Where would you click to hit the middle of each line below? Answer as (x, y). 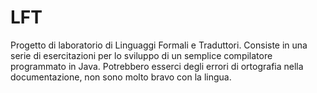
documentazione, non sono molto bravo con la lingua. (121, 77)
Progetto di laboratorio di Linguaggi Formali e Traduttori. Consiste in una (159, 45)
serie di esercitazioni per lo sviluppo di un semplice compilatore (141, 55)
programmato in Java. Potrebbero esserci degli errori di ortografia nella (157, 66)
